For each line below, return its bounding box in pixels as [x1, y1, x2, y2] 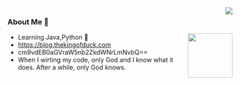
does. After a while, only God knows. [17, 63, 126, 72]
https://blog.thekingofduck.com [17, 40, 111, 49]
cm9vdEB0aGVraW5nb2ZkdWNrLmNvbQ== [17, 48, 148, 57]
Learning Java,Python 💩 [17, 33, 89, 42]
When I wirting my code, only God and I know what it [17, 56, 174, 64]
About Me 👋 [7, 17, 49, 27]
